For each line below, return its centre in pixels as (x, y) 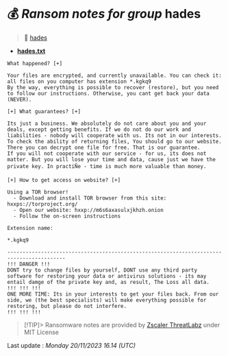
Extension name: (30, 228)
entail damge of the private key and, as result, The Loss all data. (109, 282)
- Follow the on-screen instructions (67, 216)
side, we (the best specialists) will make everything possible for (107, 300)
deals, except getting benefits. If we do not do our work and (99, 129)
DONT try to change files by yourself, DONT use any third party (102, 270)
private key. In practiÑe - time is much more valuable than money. (107, 166)
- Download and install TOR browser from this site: (90, 198)
